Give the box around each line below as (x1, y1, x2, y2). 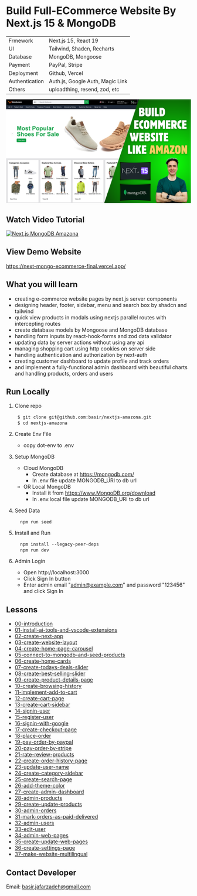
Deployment (8, 69, 38, 77)
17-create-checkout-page (14, 726, 77, 733)
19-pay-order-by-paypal (14, 738, 73, 745)
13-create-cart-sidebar (14, 701, 70, 708)
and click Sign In (23, 588, 63, 595)
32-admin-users (14, 819, 55, 827)
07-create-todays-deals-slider (14, 664, 89, 671)
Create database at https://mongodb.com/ (32, 471, 135, 478)
